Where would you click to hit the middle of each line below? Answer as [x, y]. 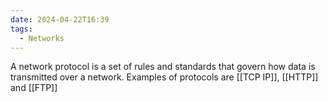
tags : [21, 29]
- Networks [42, 38]
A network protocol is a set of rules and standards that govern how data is [163, 67]
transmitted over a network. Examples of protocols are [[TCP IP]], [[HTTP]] [164, 77]
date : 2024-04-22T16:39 [60, 19]
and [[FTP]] [34, 88]
